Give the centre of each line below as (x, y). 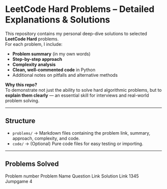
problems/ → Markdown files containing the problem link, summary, (81, 133)
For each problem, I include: (34, 44)
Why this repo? (21, 85)
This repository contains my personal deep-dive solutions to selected (76, 33)
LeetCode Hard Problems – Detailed (80, 9)
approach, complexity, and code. (46, 138)
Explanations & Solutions (58, 20)
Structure (20, 121)
